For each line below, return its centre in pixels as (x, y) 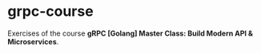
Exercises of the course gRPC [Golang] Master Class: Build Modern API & (130, 33)
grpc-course (50, 11)
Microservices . (33, 41)
